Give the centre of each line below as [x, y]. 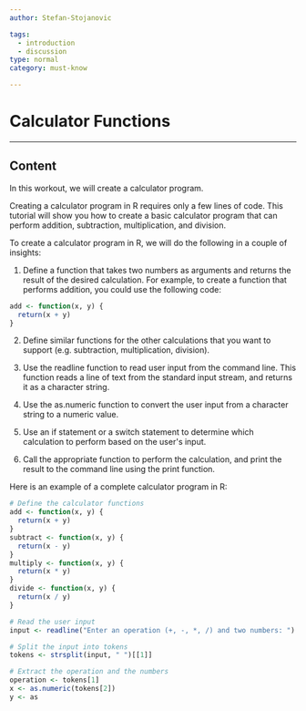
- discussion [42, 51]
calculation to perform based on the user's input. [114, 442]
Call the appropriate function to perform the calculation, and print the [152, 459]
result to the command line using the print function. [119, 469]
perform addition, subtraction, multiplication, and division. [118, 225]
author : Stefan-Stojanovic [61, 18]
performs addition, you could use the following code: [122, 289]
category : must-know [49, 68]
